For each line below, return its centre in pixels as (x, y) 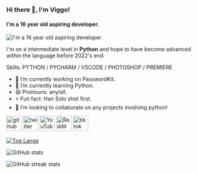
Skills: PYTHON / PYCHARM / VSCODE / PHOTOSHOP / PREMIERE (89, 67)
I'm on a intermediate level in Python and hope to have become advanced (98, 49)
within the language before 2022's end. (55, 56)
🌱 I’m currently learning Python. (55, 86)
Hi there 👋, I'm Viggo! (38, 10)
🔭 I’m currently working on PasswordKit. (65, 79)
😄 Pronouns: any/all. (41, 92)
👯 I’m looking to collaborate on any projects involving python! (91, 108)
